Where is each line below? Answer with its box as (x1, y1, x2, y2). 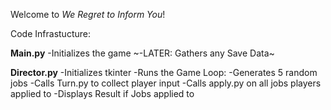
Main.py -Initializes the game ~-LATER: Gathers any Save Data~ (10, 47, 275, 59)
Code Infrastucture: (10, 28, 91, 39)
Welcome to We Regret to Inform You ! (10, 9, 166, 20)
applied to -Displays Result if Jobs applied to (10, 88, 195, 99)
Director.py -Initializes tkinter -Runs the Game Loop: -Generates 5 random (10, 67, 318, 78)
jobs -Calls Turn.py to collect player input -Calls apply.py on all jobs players (10, 77, 322, 89)
